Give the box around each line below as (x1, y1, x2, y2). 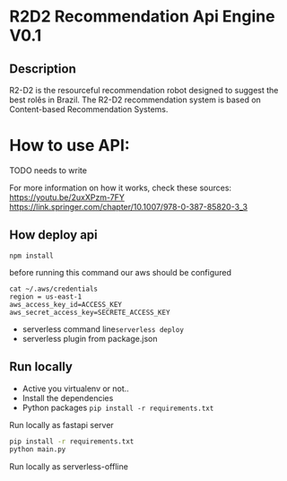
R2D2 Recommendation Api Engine (9, 6, 275, 27)
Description (9, 61, 76, 76)
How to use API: (9, 136, 130, 156)
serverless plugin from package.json (22, 333, 158, 344)
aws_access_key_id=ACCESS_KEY (9, 300, 123, 309)
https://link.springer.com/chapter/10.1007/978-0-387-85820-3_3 (9, 201, 248, 212)
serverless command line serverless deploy (22, 323, 184, 334)
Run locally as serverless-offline (9, 461, 128, 472)
